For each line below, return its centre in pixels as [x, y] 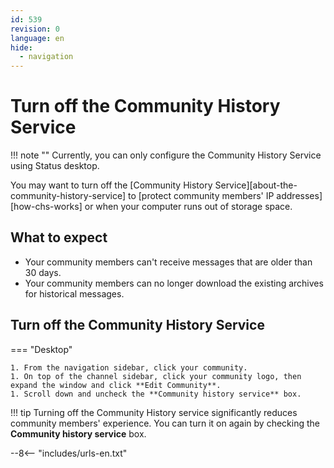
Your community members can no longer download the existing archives [174, 283]
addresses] [299, 196]
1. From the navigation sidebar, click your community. [129, 367]
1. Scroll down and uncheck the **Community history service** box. [156, 394]
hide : [21, 47]
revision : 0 [35, 29]
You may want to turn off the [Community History [111, 185]
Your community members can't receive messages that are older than [168, 262]
